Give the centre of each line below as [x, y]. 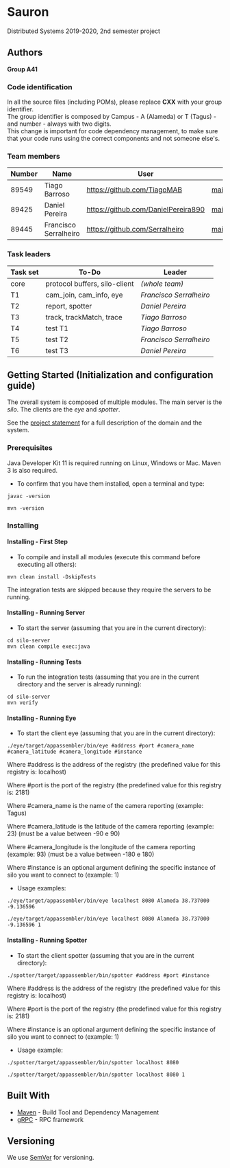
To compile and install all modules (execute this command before [108, 557]
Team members [34, 156]
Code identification [40, 87]
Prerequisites [30, 448]
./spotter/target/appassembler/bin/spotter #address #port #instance [108, 975]
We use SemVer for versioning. [51, 1158]
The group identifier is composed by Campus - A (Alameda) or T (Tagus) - [112, 117]
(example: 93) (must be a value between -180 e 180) [81, 854]
